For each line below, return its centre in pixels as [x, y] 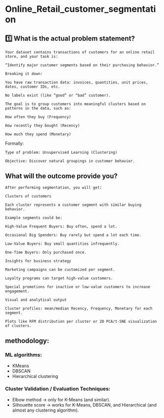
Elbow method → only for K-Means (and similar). [61, 399]
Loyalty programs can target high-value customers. [59, 278]
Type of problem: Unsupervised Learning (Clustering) [61, 152]
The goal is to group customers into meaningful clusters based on [76, 104]
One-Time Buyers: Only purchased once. [46, 252]
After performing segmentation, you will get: [54, 188]
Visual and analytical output [36, 300]
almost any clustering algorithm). [45, 410]
